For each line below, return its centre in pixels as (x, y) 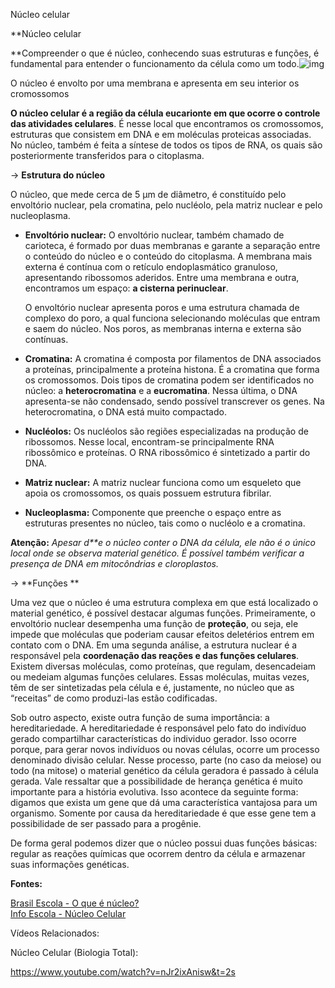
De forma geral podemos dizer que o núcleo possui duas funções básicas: (164, 843)
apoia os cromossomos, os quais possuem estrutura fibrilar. (148, 493)
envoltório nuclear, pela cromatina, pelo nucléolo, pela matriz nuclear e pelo (166, 205)
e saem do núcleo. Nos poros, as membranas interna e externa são (163, 328)
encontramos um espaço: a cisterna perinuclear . (126, 288)
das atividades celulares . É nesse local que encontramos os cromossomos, (167, 123)
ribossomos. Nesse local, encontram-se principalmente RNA (149, 442)
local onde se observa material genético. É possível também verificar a (157, 553)
